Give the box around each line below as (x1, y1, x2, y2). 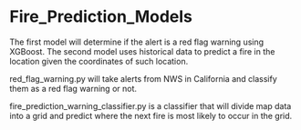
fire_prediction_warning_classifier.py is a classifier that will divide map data (9, 100, 292, 111)
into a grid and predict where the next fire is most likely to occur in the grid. (9, 110, 293, 121)
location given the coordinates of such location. (9, 55, 189, 66)
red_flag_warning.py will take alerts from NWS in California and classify (9, 73, 278, 84)
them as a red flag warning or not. (9, 83, 138, 94)
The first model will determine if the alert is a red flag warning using (9, 36, 265, 47)
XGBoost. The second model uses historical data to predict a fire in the (9, 45, 275, 56)
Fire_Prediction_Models (9, 6, 193, 27)
